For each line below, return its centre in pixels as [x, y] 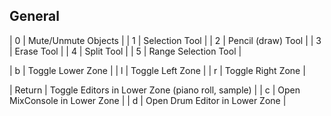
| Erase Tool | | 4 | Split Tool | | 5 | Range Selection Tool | [125, 51]
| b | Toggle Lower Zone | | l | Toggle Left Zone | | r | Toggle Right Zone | [157, 70]
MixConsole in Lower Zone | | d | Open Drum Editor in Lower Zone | [148, 100]
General [35, 16]
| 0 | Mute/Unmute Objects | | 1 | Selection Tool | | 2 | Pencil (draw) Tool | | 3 [165, 40]
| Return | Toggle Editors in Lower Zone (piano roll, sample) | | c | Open [155, 90]
